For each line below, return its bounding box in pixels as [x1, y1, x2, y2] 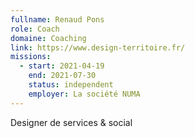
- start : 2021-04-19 [19, 61, 105, 71]
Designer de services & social [10, 116, 133, 128]
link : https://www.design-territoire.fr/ [10, 42, 186, 53]
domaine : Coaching [10, 33, 87, 43]
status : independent [28, 80, 114, 90]
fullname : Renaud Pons [10, 14, 105, 25]
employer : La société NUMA [28, 89, 141, 99]
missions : [10, 52, 52, 62]
